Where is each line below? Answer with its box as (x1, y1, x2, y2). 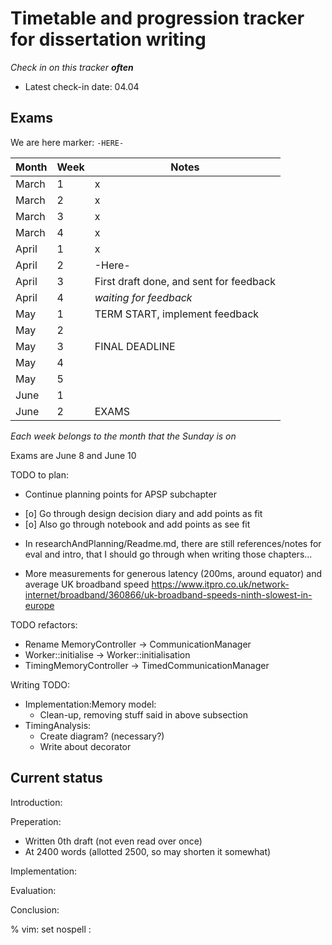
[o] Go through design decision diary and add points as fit (24, 507, 263, 519)
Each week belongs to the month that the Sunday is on (10, 430, 237, 442)
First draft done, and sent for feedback (94, 274, 276, 288)
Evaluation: (10, 884, 57, 896)
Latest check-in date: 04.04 (24, 80, 140, 92)
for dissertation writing (10, 28, 207, 51)
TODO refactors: (10, 618, 78, 631)
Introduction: (10, 796, 63, 808)
